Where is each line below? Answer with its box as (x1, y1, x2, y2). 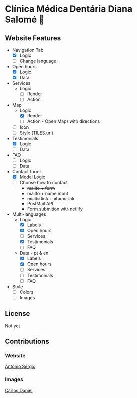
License (5, 309, 30, 318)
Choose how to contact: (19, 179, 69, 185)
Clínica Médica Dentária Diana (5, 3, 133, 15)
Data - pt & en (19, 250, 49, 256)
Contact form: (12, 168, 41, 174)
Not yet (5, 323, 20, 329)
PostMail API (27, 201, 54, 206)
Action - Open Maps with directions (27, 118, 100, 124)
